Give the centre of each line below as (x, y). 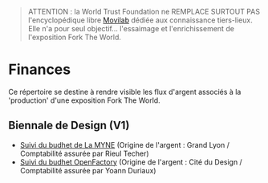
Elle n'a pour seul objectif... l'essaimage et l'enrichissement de (131, 28)
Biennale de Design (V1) (69, 126)
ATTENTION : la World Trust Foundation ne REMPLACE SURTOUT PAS (144, 12)
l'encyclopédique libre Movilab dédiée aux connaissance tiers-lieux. (140, 20)
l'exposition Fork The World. (75, 37)
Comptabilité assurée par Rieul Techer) (85, 153)
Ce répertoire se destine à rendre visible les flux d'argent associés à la (125, 91)
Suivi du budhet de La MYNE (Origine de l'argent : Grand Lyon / (125, 144)
